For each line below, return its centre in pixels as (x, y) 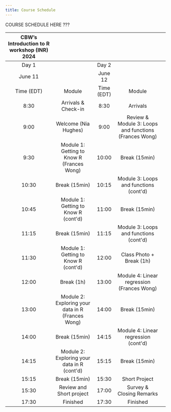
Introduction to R (29, 43)
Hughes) (73, 130)
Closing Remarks (138, 394)
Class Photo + (138, 254)
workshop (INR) (29, 50)
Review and (73, 387)
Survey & (138, 387)
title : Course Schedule (31, 10)
